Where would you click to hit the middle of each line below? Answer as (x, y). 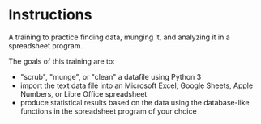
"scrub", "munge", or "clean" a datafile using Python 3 (111, 76)
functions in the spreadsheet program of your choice (108, 111)
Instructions (50, 15)
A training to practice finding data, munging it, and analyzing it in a (119, 37)
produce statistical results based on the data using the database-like (135, 102)
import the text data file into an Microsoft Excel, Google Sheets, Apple (137, 85)
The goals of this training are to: (62, 61)
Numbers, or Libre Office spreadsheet (83, 93)
